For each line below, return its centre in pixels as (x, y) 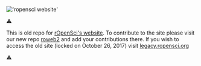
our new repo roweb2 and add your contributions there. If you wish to (93, 39)
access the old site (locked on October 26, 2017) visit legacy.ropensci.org (97, 46)
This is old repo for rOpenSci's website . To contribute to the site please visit (101, 33)
